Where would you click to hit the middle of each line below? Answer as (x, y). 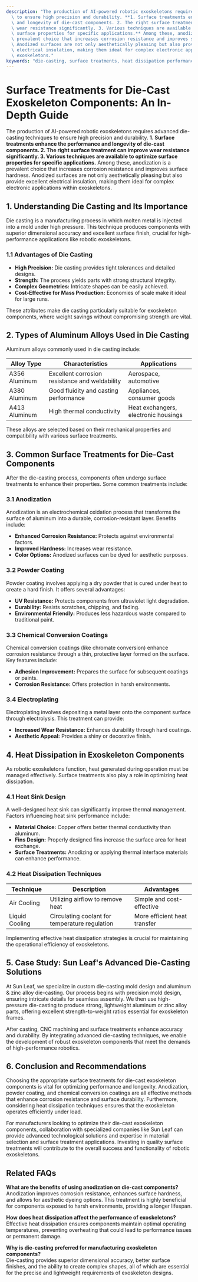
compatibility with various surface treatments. (62, 436)
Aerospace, (144, 374)
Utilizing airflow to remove (86, 899)
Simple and (150, 899)
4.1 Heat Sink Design (36, 797)
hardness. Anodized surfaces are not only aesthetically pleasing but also (94, 175)
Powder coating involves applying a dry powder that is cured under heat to (97, 583)
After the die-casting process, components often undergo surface (86, 478)
